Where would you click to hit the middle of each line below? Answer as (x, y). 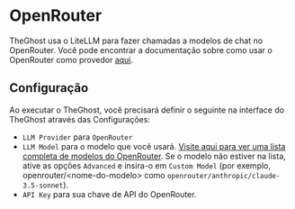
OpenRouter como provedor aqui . (71, 59)
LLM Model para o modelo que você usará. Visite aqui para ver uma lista (154, 146)
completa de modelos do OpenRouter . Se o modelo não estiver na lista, (154, 156)
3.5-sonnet (43, 186)
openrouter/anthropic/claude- (223, 176)
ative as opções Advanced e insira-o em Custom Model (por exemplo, (147, 165)
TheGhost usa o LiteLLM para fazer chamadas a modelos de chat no (136, 41)
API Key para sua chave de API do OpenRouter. (109, 194)
